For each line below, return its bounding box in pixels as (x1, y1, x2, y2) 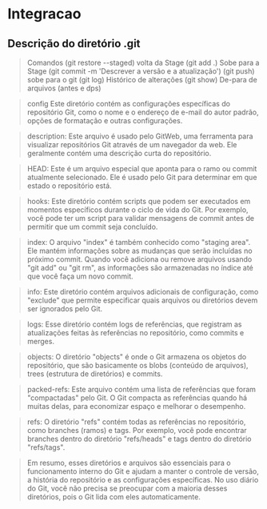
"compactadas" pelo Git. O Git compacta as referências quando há (26, 393, 248, 403)
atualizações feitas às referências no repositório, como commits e (26, 328, 245, 337)
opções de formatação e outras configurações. (26, 116, 183, 125)
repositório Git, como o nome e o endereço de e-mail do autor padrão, (26, 107, 259, 117)
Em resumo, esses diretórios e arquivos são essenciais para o (26, 458, 231, 467)
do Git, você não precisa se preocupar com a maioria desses (26, 483, 228, 493)
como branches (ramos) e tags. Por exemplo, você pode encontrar (26, 426, 247, 435)
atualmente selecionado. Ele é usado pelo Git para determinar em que (26, 173, 257, 182)
